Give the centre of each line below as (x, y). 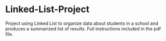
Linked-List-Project (47, 9)
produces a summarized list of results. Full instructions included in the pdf (83, 28)
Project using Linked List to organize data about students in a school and (82, 23)
